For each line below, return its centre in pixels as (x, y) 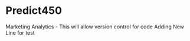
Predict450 (34, 11)
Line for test (20, 32)
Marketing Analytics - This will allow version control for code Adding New (95, 27)
